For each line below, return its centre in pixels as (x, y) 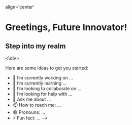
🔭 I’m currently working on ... (43, 78)
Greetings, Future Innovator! (66, 28)
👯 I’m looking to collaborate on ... (47, 89)
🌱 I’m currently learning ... (40, 83)
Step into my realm (36, 46)
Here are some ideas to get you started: (47, 68)
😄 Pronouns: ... (29, 112)
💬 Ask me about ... (32, 99)
